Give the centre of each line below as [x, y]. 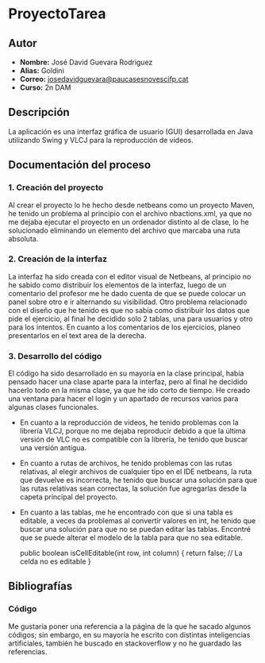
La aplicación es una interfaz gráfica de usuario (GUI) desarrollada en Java [131, 131]
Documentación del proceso [80, 165]
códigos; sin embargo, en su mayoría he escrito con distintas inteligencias [129, 634]
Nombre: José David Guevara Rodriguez [86, 62]
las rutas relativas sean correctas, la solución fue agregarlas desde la [133, 488]
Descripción [39, 112]
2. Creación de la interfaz [58, 259]
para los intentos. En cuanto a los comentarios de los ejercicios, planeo [125, 327]
